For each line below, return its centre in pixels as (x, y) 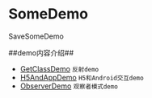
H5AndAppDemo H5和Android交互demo (82, 77)
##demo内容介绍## (41, 52)
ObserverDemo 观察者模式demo (69, 86)
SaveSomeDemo (36, 36)
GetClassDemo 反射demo (59, 68)
